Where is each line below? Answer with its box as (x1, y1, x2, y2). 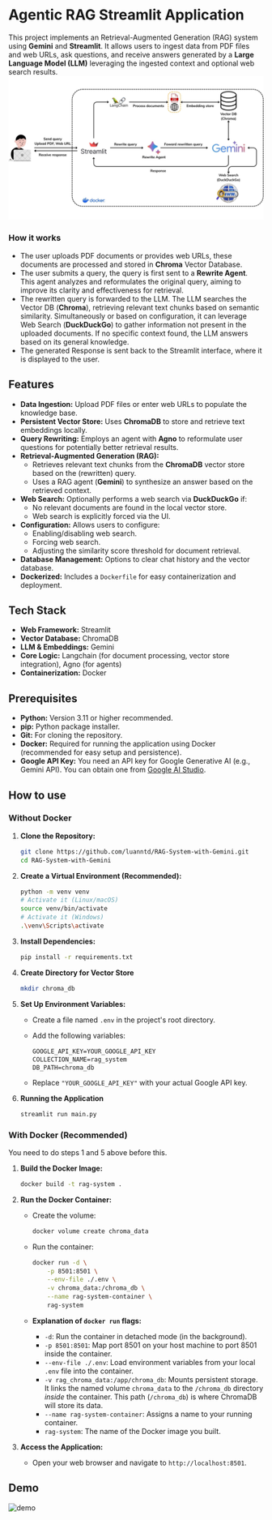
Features (8, 378, 54, 392)
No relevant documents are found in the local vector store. (32, 503, 227, 512)
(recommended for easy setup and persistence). (19, 747, 182, 757)
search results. (8, 66, 58, 76)
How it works (8, 233, 62, 244)
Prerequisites (8, 691, 78, 705)
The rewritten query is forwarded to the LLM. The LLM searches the (19, 293, 247, 303)
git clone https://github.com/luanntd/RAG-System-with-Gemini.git (19, 847, 249, 856)
